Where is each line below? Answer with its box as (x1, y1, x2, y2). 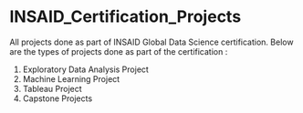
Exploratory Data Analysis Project (22, 64, 149, 75)
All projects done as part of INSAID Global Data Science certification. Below (9, 36, 294, 47)
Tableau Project (22, 83, 82, 94)
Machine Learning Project (22, 73, 120, 84)
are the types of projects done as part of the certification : (9, 46, 228, 56)
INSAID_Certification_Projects (9, 6, 242, 27)
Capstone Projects (22, 93, 93, 104)
